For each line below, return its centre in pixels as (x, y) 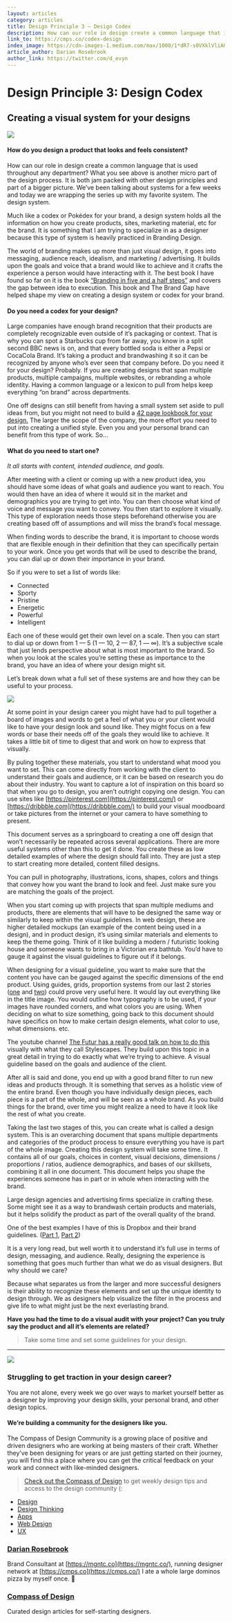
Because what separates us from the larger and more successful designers (114, 1284)
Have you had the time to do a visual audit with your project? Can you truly (116, 1319)
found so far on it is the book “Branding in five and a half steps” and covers (114, 280)
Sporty (27, 593)
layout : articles (32, 13)
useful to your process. (40, 686)
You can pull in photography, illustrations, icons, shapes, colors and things (113, 877)
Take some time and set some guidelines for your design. (106, 1340)
